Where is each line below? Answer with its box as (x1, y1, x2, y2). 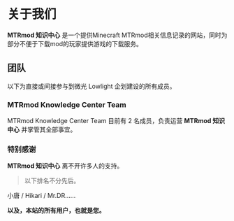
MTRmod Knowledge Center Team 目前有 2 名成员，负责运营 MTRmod (7, 117, 212, 125)
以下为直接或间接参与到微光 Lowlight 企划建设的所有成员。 (7, 82, 176, 90)
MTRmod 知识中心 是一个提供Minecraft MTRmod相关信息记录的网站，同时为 (7, 31, 228, 39)
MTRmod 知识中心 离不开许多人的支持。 (7, 162, 124, 170)
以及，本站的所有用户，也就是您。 (7, 206, 105, 215)
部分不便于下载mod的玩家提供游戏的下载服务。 (7, 39, 143, 48)
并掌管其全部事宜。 (20, 125, 77, 134)
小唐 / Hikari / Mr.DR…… (7, 192, 76, 200)
